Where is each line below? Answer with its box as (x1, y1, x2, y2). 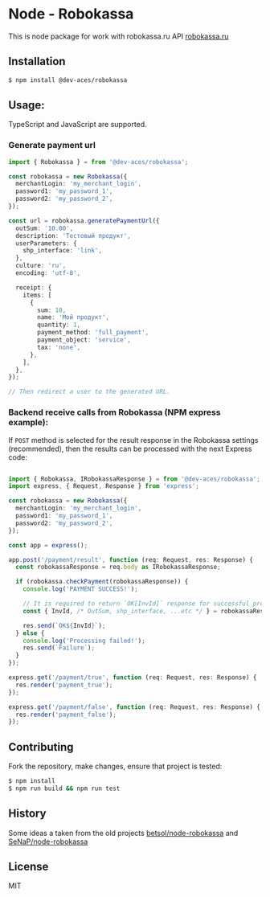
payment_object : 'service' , (37, 336, 131, 344)
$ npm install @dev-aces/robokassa (8, 76, 128, 84)
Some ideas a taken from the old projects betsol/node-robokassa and (8, 828, 239, 838)
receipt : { (15, 283, 52, 292)
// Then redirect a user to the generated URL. (8, 387, 171, 396)
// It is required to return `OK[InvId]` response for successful (22, 600, 250, 608)
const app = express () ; (8, 541, 88, 549)
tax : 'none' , (37, 343, 81, 351)
